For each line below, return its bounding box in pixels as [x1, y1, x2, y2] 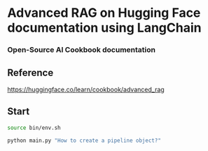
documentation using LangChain [7, 20, 202, 36]
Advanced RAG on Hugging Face [7, 5, 201, 21]
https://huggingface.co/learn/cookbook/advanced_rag [7, 85, 165, 93]
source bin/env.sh [7, 124, 61, 131]
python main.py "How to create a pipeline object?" [7, 137, 161, 144]
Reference [7, 67, 54, 79]
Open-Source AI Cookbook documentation [7, 45, 156, 55]
